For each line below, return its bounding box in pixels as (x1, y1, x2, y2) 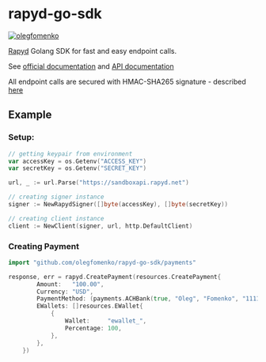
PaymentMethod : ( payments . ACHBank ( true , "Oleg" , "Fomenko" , (36, 295, 239, 303)
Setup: (8, 132, 35, 143)
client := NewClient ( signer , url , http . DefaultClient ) (8, 222, 193, 230)
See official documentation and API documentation (8, 61, 174, 71)
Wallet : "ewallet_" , (64, 317, 147, 325)
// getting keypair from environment (8, 149, 133, 158)
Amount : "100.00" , (36, 280, 104, 288)
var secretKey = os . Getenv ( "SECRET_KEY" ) (8, 164, 147, 172)
